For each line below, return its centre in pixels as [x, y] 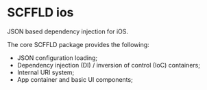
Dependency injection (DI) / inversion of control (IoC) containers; [109, 65]
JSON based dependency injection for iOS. [68, 31]
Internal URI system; [46, 72]
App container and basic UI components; [75, 79]
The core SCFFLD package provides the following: [78, 44]
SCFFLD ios [40, 13]
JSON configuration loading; [57, 58]
